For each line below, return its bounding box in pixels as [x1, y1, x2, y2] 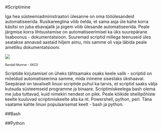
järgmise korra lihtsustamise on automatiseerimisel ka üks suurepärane [5, 29, 147, 34]
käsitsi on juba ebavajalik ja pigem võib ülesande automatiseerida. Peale [5, 24, 150, 30]
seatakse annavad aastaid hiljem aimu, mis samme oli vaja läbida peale [5, 39, 147, 45]
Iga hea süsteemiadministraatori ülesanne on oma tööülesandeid [5, 14, 135, 19]
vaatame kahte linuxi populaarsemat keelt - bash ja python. [5, 101, 124, 107]
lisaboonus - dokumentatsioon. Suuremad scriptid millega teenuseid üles [5, 34, 151, 40]
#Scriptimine [5, 4, 31, 10]
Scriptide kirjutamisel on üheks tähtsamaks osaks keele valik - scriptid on [5, 70, 152, 76]
